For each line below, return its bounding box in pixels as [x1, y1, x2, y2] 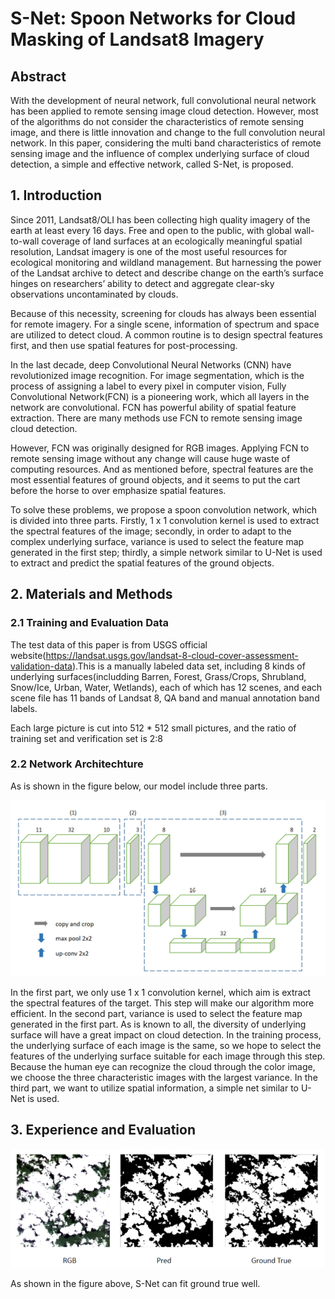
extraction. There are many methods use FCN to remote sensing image [10, 412, 303, 424]
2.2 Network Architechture [10, 757, 144, 771]
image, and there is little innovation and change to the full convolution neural [10, 127, 326, 138]
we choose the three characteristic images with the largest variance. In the [10, 1071, 318, 1083]
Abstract [10, 68, 67, 85]
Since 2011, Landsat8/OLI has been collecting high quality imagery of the [10, 213, 311, 226]
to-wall [10, 235, 40, 247]
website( [10, 649, 47, 661]
